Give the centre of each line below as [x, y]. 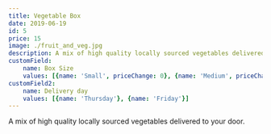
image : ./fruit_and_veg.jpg [56, 46]
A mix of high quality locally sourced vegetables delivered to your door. [127, 121]
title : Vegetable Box [45, 16]
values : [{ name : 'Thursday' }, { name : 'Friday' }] [106, 98]
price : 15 [25, 38]
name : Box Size [48, 69]
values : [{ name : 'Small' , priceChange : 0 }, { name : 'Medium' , [128, 76]
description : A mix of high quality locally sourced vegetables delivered [137, 53]
